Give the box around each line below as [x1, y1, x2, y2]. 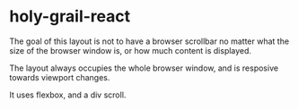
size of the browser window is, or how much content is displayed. [9, 45, 252, 55]
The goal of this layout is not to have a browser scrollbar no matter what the [9, 36, 290, 46]
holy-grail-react [9, 6, 131, 27]
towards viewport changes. [9, 71, 110, 82]
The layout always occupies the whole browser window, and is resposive [9, 63, 279, 73]
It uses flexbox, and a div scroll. [9, 89, 127, 100]
